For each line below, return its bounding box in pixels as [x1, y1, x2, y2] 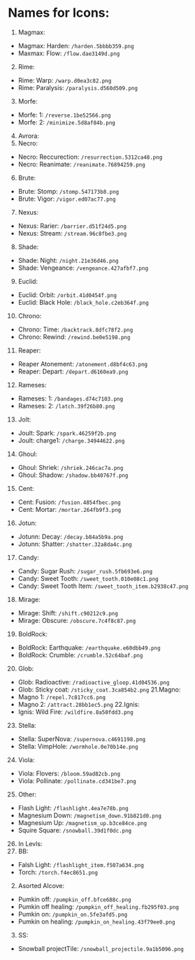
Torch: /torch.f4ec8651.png [17, 868, 99, 876]
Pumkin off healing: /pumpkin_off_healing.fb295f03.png [17, 902, 180, 910]
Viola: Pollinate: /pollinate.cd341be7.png [17, 776, 137, 785]
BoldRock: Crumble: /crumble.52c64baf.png [17, 650, 143, 659]
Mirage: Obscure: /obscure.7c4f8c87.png [17, 616, 136, 624]
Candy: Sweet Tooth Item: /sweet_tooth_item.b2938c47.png [17, 582, 189, 590]
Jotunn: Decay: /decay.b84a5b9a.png [17, 532, 124, 540]
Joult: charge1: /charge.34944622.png [17, 436, 125, 445]
